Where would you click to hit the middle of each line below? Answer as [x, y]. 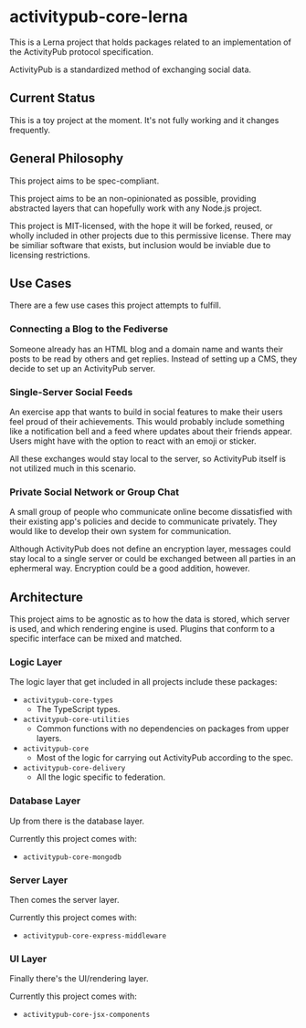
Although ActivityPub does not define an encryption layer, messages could [150, 549]
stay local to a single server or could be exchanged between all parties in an [153, 559]
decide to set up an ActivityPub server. [83, 368]
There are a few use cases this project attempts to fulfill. [116, 305]
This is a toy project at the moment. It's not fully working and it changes [144, 120]
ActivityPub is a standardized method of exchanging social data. [131, 69]
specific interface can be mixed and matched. [96, 639]
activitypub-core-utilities [76, 720]
